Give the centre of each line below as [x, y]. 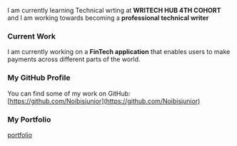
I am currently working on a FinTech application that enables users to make [119, 52]
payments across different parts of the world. [74, 59]
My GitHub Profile [39, 78]
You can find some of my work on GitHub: [69, 93]
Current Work [31, 36]
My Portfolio [29, 119]
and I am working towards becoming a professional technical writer [108, 18]
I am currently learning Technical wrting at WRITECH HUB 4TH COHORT [114, 10]
